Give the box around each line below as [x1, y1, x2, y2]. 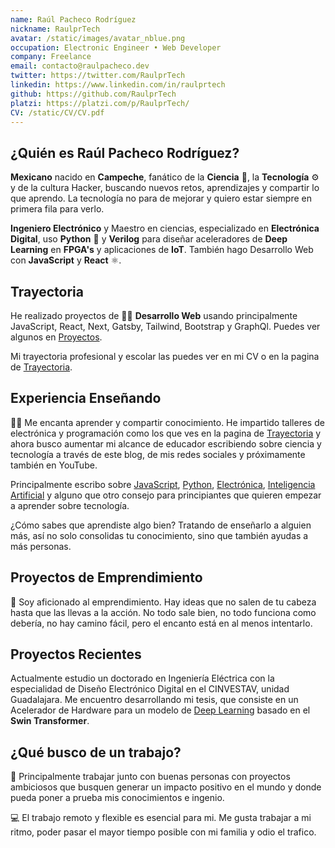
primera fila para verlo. [10, 203, 105, 215]
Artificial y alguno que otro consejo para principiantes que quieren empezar [10, 489, 322, 501]
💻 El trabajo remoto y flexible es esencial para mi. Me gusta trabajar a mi [10, 812, 312, 824]
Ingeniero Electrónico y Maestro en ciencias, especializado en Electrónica [10, 222, 320, 235]
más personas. [10, 540, 72, 552]
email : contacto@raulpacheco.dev [10, 61, 150, 71]
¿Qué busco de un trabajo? [10, 744, 182, 761]
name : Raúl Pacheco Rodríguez [10, 14, 137, 25]
